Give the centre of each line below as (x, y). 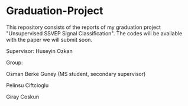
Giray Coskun (23, 97)
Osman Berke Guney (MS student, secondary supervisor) (76, 74)
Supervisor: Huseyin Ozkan (39, 51)
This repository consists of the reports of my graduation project (84, 27)
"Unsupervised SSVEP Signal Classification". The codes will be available (94, 33)
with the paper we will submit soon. (49, 39)
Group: (14, 62)
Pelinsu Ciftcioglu (27, 85)
